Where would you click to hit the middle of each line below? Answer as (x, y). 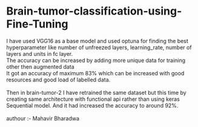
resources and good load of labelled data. (58, 80)
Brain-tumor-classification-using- (94, 11)
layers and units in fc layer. (40, 53)
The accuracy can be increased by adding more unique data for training (96, 60)
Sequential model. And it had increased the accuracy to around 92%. (92, 105)
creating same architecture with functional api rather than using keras (93, 99)
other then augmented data (40, 67)
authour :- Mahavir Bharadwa (43, 118)
